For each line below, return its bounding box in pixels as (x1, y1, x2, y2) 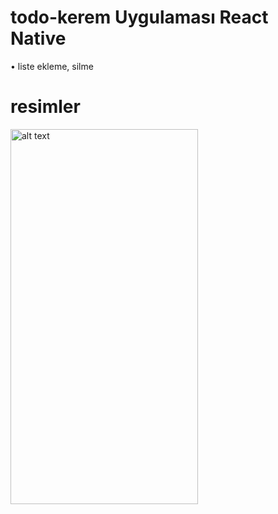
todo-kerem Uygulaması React (10, 6, 269, 29)
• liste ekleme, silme (10, 60, 94, 72)
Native (10, 27, 67, 50)
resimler (10, 96, 81, 118)
